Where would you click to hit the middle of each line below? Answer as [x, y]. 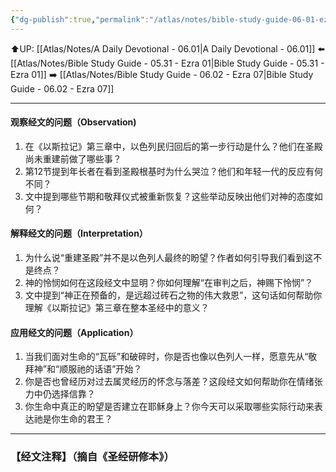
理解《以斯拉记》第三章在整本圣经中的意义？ [117, 308]
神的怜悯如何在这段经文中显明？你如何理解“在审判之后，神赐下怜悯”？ [169, 283]
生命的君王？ [86, 419]
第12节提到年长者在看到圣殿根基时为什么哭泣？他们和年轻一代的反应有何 [174, 171]
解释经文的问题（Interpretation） [79, 233]
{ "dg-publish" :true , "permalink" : [80, 19]
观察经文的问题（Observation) [73, 122]
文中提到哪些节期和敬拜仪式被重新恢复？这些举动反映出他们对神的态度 [169, 196]
